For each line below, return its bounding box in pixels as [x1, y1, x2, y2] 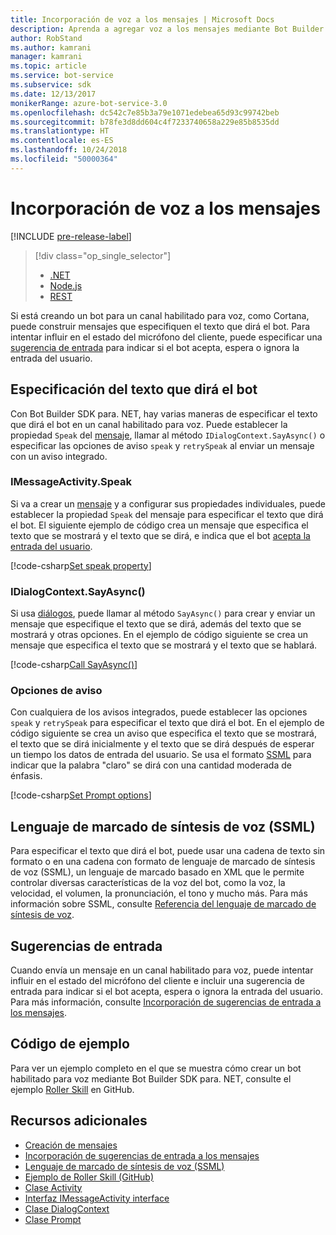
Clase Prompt [24, 1213, 82, 1225]
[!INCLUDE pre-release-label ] [10, 230, 132, 242]
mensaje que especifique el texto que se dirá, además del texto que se [10, 618, 302, 630]
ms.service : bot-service [10, 71, 114, 81]
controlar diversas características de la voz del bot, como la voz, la [10, 877, 286, 889]
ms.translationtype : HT [10, 126, 110, 136]
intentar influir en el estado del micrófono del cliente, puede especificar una [10, 331, 323, 343]
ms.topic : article [10, 61, 87, 71]
